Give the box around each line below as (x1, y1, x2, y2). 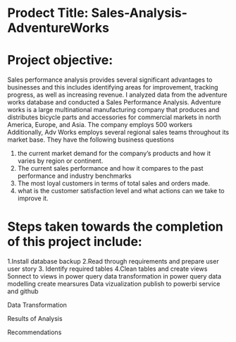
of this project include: (7, 234, 142, 250)
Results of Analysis (7, 314, 63, 323)
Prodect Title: (7, 5, 89, 21)
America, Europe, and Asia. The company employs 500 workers (7, 121, 192, 129)
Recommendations (7, 328, 62, 336)
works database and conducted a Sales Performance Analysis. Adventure (7, 98, 222, 106)
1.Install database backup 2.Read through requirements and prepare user (7, 257, 220, 266)
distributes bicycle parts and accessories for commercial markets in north (7, 113, 221, 121)
